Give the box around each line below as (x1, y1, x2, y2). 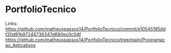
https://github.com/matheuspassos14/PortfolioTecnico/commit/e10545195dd (5, 25, 166, 32)
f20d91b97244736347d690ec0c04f (5, 31, 81, 37)
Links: (5, 20, 18, 26)
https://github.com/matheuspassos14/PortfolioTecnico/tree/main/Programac (5, 37, 165, 43)
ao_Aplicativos (5, 42, 36, 48)
